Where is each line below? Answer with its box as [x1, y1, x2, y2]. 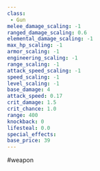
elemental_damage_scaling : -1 [7, 36, 94, 42]
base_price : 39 [7, 137, 51, 144]
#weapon [7, 156, 34, 164]
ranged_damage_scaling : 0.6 [7, 29, 88, 36]
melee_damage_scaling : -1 [7, 23, 81, 29]
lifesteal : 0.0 [7, 124, 51, 131]
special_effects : [7, 131, 57, 137]
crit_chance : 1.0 [7, 105, 57, 112]
